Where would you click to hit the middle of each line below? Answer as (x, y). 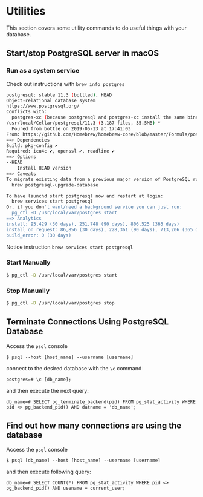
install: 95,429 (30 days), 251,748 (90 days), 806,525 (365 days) (93, 224)
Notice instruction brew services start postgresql (70, 247)
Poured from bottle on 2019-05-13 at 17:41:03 (71, 128)
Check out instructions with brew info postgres (66, 84)
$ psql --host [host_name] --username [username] (70, 357)
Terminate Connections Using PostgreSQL (88, 322)
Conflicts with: (27, 112)
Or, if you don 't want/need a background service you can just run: (94, 207)
